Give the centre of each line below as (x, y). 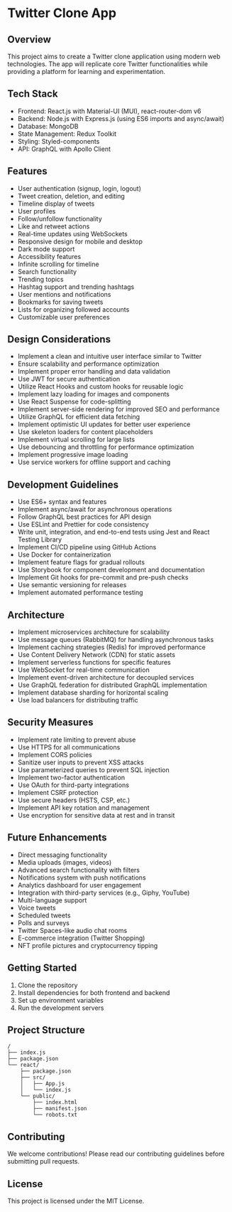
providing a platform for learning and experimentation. (86, 72)
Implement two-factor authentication (71, 777)
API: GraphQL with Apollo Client (64, 149)
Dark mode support (46, 249)
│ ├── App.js (43, 1084)
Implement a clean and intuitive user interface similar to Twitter (110, 357)
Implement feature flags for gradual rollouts (81, 562)
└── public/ (38, 1096)
